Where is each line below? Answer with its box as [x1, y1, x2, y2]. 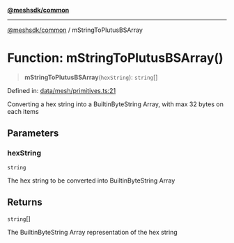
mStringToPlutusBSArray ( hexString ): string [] [24, 73, 158, 81]
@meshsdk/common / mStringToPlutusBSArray [7, 26, 143, 34]
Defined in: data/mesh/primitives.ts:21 [7, 86, 116, 94]
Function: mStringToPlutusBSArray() [7, 50, 224, 66]
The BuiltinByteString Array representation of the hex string [7, 228, 178, 237]
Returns [7, 196, 43, 208]
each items [7, 107, 40, 115]
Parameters [7, 128, 59, 140]
